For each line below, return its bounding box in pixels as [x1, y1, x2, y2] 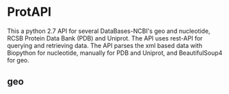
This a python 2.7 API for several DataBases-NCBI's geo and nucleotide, [7, 27, 211, 35]
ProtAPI [7, 4, 52, 20]
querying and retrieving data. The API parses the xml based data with [7, 41, 203, 49]
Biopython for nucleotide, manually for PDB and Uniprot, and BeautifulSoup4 [7, 49, 223, 57]
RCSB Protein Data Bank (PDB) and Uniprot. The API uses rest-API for [7, 34, 203, 42]
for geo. [7, 56, 29, 64]
